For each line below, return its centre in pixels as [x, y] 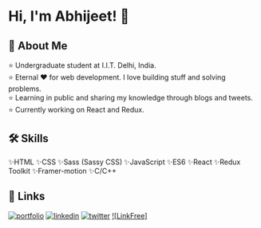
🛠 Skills [29, 139]
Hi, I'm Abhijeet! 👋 [69, 16]
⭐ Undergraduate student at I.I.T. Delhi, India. [83, 65]
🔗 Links [27, 197]
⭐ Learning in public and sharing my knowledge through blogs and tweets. [131, 98]
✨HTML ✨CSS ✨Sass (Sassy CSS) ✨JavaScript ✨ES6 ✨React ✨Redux [125, 162]
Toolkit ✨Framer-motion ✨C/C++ [63, 171]
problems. [25, 88]
